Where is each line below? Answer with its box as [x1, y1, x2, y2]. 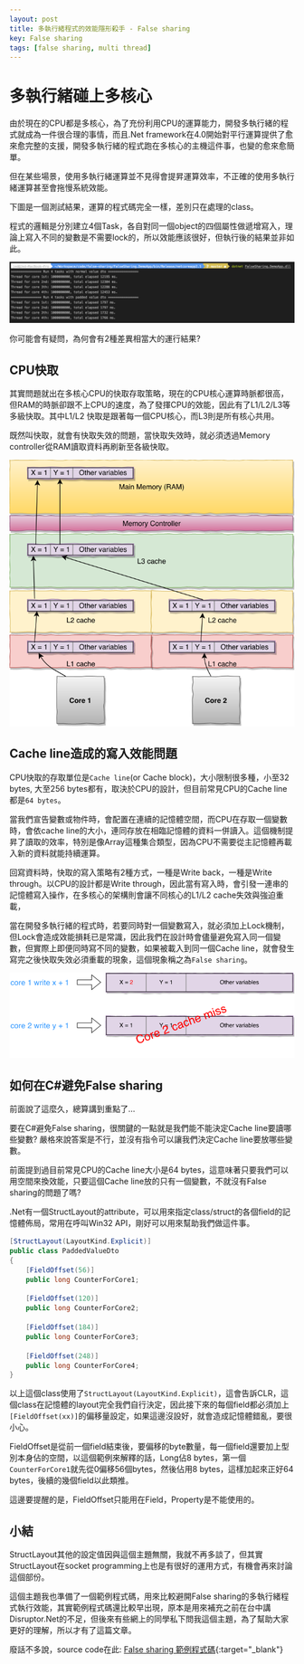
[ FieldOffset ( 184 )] [25, 1323, 100, 1332]
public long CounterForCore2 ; [25, 1304, 140, 1313]
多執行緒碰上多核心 [9, 86, 153, 107]
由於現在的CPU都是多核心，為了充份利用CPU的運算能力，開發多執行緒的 [9, 118, 281, 128]
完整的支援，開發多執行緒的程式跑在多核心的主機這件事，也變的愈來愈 [24, 140, 287, 151]
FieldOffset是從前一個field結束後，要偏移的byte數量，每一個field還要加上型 [9, 1441, 290, 1452]
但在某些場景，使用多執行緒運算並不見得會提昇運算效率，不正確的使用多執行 [9, 171, 295, 182]
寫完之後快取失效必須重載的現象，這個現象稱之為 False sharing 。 [9, 954, 253, 965]
